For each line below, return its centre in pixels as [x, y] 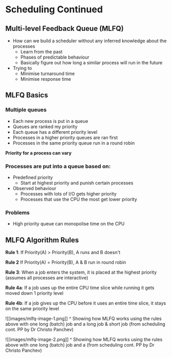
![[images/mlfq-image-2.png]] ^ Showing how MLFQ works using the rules [84, 339]
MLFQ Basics [27, 95]
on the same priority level [32, 309]
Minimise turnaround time [47, 74]
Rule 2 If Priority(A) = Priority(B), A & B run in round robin [66, 262]
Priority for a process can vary [39, 153]
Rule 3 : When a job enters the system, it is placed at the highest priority [81, 272]
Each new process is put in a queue [50, 121]
